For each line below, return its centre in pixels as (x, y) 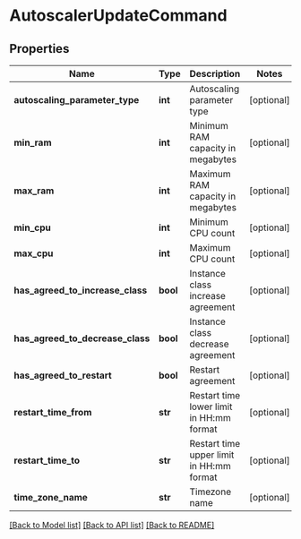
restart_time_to (47, 460)
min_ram (33, 142)
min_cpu (32, 227)
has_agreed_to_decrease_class (82, 338)
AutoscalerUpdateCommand (118, 16)
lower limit (211, 406)
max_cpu (34, 253)
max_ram (34, 191)
